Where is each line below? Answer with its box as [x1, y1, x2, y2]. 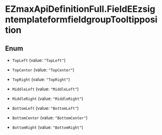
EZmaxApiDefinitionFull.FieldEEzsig [5, 3, 156, 15]
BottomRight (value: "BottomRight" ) [12, 125, 84, 130]
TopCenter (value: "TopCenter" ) [12, 67, 75, 73]
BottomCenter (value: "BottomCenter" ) [12, 115, 88, 121]
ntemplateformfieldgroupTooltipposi [5, 14, 158, 25]
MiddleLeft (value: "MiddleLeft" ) [12, 86, 79, 92]
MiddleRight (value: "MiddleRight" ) [12, 95, 84, 101]
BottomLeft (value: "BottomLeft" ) [12, 105, 79, 111]
